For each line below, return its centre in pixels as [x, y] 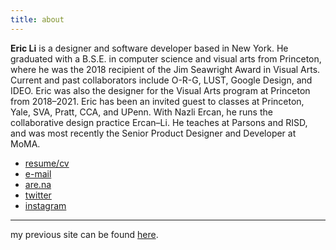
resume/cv [47, 163]
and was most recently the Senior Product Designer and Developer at [153, 133]
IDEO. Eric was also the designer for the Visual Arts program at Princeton [160, 90]
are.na [38, 184]
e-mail [38, 173]
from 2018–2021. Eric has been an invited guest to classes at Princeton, [157, 101]
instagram [45, 205]
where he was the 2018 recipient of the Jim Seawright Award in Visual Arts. [165, 69]
